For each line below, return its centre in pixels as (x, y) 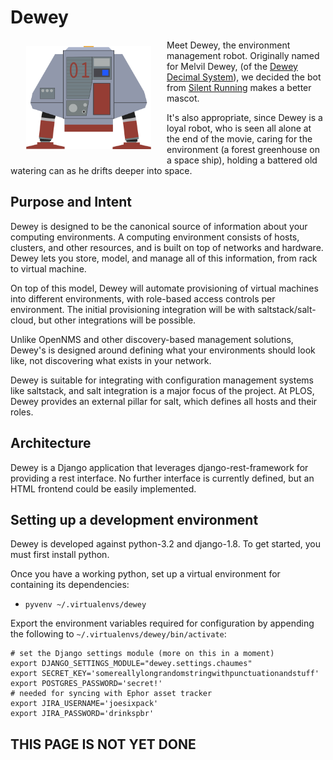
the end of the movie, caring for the (239, 138)
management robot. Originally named (243, 55)
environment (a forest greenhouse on (243, 149)
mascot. (183, 98)
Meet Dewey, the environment (228, 45)
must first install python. (60, 555)
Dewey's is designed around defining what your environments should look (163, 350)
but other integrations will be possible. (117, 320)
